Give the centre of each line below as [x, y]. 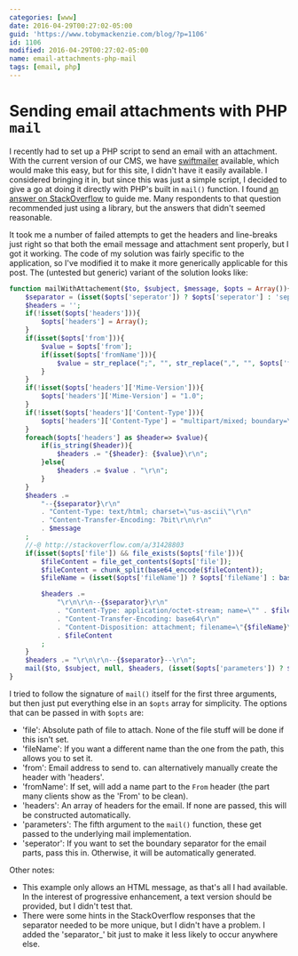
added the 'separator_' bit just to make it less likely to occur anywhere [150, 934]
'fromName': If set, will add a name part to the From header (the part [146, 786]
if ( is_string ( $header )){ [87, 446]
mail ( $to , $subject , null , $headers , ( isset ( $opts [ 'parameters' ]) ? [154, 669]
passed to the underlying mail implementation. [107, 833]
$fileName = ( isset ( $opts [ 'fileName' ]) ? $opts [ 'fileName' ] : [158, 578]
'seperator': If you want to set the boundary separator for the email [144, 843]
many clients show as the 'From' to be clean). [105, 796]
